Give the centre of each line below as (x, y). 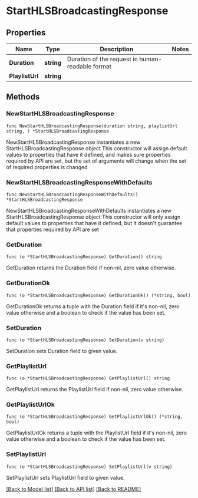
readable (79, 66)
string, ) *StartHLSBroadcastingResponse (58, 131)
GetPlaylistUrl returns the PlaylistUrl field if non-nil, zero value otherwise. (95, 390)
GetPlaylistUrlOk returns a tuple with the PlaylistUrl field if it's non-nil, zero (97, 433)
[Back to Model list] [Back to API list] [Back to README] (74, 489)
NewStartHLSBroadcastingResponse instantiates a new (73, 142)
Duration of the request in (103, 59)
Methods (23, 97)
